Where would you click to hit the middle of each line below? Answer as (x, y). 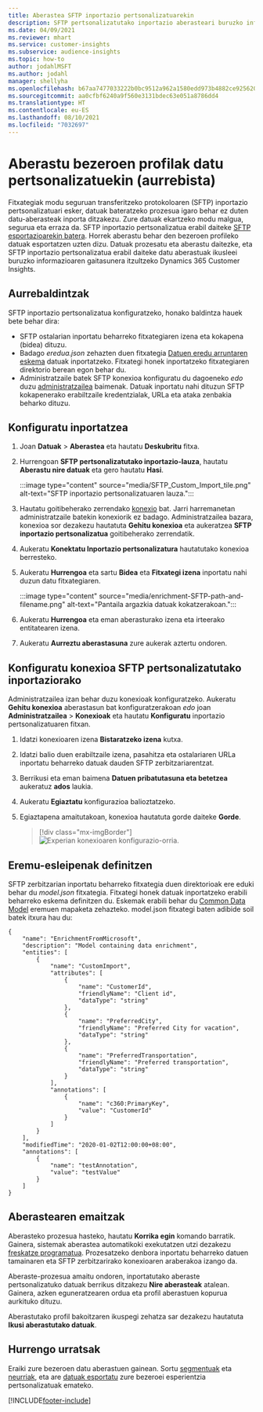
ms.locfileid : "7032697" (49, 125)
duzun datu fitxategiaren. (60, 581)
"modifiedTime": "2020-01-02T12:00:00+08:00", (99, 1145)
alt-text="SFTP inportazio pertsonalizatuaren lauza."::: (106, 494)
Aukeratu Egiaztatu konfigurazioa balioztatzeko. (97, 802)
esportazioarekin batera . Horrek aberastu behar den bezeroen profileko (123, 236)
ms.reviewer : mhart (40, 37)
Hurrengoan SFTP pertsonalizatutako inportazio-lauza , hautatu (124, 462)
